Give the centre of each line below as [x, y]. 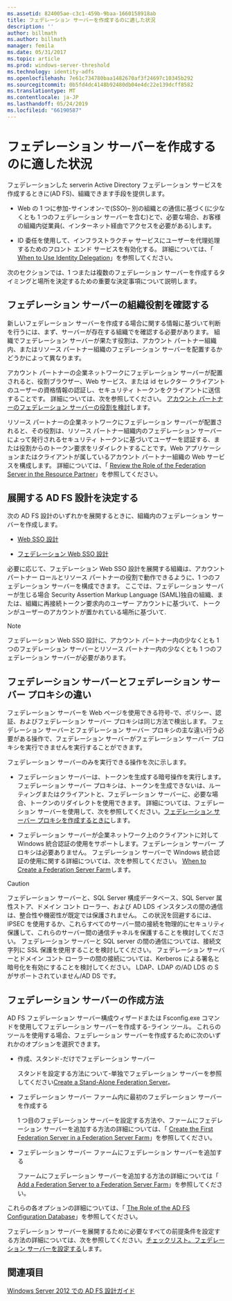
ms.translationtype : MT [42, 91]
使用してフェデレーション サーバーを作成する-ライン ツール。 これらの [120, 1026]
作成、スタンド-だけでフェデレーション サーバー [86, 1058]
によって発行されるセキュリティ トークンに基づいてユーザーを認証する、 [111, 439]
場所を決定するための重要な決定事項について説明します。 [119, 281]
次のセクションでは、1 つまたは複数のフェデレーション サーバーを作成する [113, 272]
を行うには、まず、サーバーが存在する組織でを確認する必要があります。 [110, 332]
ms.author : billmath [37, 40]
